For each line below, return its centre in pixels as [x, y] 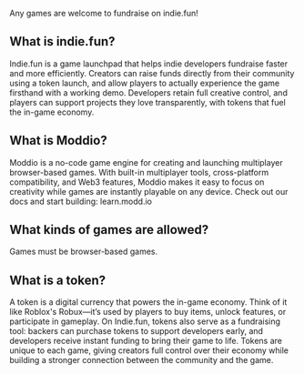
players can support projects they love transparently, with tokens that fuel [148, 102]
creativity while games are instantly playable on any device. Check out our [149, 191]
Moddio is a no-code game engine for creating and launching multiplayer [147, 162]
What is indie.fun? [62, 41]
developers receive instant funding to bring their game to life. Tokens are [146, 341]
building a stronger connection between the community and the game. [142, 360]
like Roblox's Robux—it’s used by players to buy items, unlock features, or [148, 312]
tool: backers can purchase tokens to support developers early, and [137, 331]
